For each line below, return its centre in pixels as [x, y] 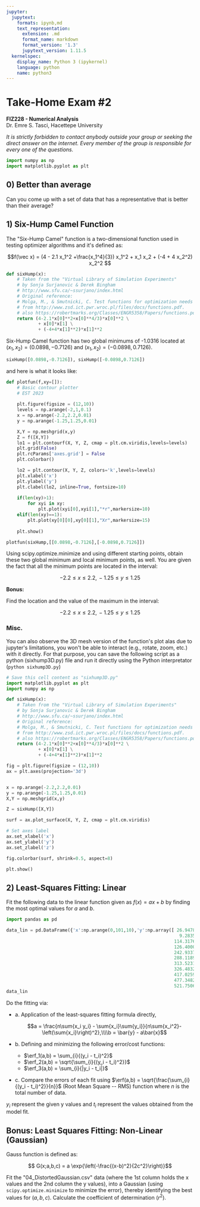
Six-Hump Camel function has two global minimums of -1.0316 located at [96, 341]
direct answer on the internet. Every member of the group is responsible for [99, 143]
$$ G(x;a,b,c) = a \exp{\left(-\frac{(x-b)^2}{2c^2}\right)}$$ [100, 1166]
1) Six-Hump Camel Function [60, 224]
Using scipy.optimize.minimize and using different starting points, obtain [95, 554]
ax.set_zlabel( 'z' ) [30, 847]
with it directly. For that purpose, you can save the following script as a [93, 654]
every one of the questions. [40, 149]
